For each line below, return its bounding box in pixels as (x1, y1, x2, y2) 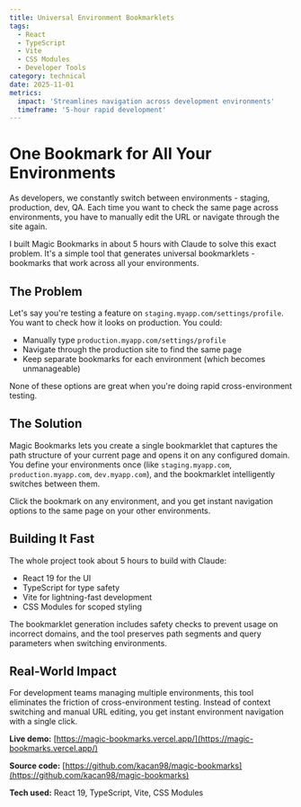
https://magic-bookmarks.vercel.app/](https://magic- (56, 733, 254, 744)
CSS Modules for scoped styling (22, 601, 142, 612)
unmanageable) (22, 363, 81, 374)
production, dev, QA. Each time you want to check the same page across (9, 202, 279, 213)
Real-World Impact (9, 664, 117, 679)
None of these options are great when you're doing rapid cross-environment (9, 381, 293, 391)
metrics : (9, 88, 42, 97)
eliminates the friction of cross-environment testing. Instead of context (9, 697, 271, 708)
